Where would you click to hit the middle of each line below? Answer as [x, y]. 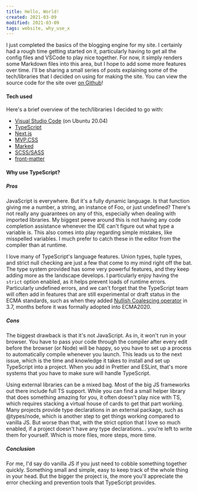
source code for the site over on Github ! [55, 83]
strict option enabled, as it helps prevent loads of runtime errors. [86, 282]
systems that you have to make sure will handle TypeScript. [78, 373]
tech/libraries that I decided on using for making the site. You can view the [97, 76]
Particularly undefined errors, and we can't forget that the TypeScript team [97, 288]
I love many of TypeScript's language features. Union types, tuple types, [94, 257]
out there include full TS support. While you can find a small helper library [96, 391]
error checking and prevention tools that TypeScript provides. [81, 482]
